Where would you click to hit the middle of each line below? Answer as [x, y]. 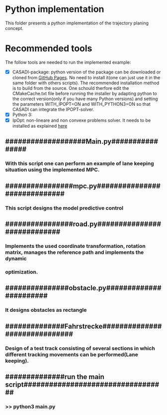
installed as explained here [40, 126]
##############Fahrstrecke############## [83, 326]
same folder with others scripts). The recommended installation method [86, 83]
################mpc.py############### [83, 186]
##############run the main [55, 377]
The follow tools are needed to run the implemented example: [68, 62]
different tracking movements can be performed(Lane [72, 354]
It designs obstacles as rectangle [46, 310]
